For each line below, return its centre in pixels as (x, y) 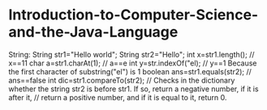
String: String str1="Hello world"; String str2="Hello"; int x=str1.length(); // (131, 54)
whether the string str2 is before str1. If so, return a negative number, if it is (133, 89)
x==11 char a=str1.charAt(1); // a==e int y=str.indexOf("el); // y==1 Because (133, 63)
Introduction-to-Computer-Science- (133, 15)
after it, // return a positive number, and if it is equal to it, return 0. (118, 97)
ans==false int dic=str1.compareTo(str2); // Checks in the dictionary (122, 80)
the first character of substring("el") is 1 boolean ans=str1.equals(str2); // (130, 71)
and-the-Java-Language (93, 32)
